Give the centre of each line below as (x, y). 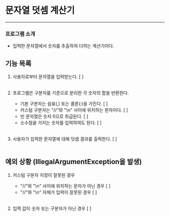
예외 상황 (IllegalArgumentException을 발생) (74, 162)
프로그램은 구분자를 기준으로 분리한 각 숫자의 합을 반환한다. (71, 93)
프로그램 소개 (20, 34)
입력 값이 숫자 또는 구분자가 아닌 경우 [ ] (52, 208)
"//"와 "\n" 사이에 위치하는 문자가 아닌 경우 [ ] (65, 186)
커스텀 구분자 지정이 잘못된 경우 (44, 175)
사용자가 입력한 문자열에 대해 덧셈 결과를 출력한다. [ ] (65, 139)
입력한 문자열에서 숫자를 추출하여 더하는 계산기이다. (63, 46)
